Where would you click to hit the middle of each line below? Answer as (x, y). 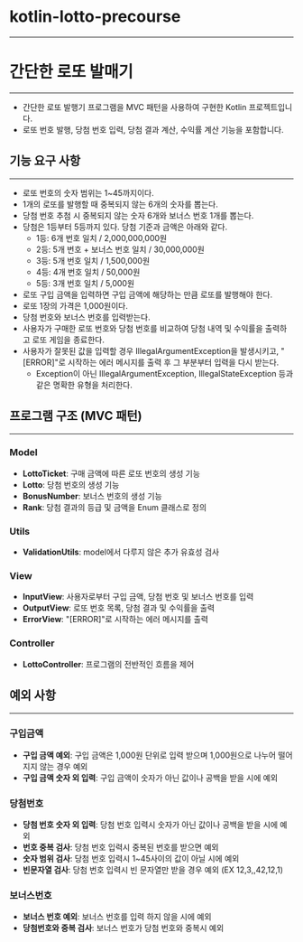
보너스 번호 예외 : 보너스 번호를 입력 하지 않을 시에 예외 (117, 917)
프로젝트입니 (271, 107)
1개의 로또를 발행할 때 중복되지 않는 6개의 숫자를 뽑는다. (120, 204)
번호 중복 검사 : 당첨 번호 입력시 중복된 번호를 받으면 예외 (120, 847)
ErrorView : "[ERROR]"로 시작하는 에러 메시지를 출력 (115, 620)
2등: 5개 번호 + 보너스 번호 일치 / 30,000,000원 (120, 249)
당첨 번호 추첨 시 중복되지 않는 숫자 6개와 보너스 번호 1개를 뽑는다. (138, 215)
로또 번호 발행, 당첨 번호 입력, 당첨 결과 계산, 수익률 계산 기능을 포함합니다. (153, 129)
